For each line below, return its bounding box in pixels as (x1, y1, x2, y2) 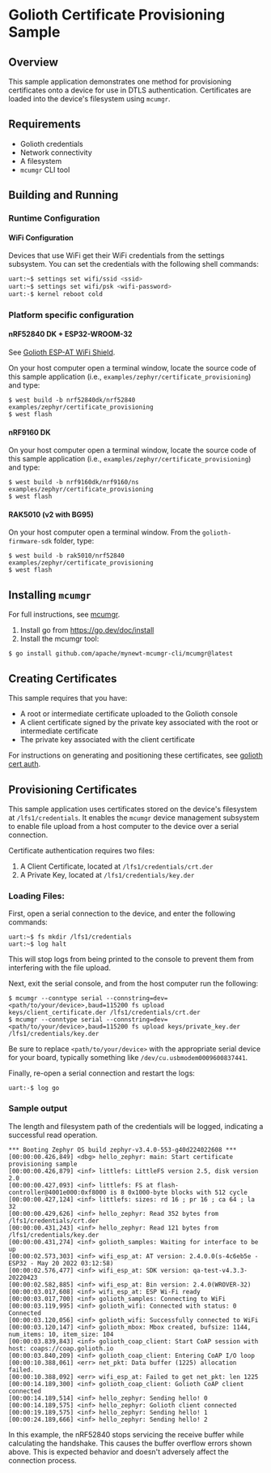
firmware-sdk (8, 538, 53, 546)
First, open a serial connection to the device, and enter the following (8, 908, 236, 918)
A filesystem (19, 156, 62, 165)
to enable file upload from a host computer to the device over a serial (8, 821, 239, 831)
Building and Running (8, 188, 119, 202)
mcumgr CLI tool (19, 165, 70, 174)
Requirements (8, 118, 81, 131)
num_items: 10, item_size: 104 (8, 1330, 114, 1338)
